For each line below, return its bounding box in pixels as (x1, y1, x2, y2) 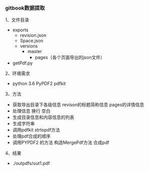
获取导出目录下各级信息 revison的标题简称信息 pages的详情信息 (12, 102, 144, 108)
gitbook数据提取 (5, 4, 45, 11)
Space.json (20, 38, 44, 44)
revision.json (20, 32, 47, 38)
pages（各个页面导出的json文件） (35, 54, 105, 61)
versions (20, 43, 38, 49)
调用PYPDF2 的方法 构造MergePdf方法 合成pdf (12, 140, 109, 146)
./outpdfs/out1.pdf (12, 160, 50, 166)
